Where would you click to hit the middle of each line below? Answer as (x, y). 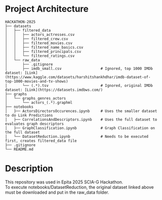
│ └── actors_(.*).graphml (39, 102)
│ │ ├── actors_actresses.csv (40, 34)
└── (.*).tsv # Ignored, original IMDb (88, 85)
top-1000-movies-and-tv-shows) (37, 81)
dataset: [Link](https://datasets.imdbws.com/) (54, 90)
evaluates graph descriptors (34, 124)
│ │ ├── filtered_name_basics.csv (44, 47)
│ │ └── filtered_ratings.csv (40, 56)
